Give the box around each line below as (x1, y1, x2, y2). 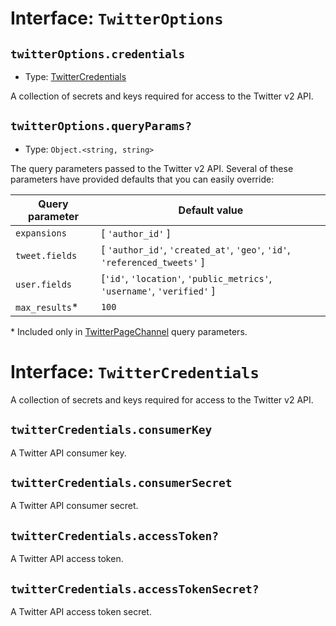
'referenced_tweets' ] (100, 255, 205, 269)
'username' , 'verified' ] (100, 283, 216, 297)
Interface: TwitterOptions (10, 7, 224, 30)
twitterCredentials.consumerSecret (10, 475, 233, 490)
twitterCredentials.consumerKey (10, 423, 213, 437)
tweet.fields (15, 250, 78, 261)
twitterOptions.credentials (10, 47, 186, 61)
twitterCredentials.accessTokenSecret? (10, 582, 260, 596)
